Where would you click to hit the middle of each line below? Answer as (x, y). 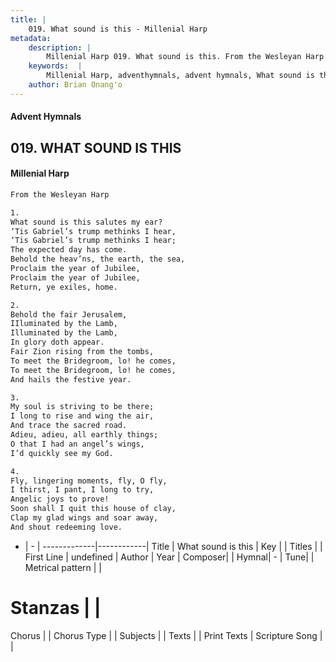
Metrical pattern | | (63, 567)
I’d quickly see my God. (62, 453)
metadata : (31, 38)
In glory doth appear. (57, 342)
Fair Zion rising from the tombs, (82, 352)
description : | (60, 47)
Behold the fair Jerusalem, (69, 314)
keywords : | (55, 66)
